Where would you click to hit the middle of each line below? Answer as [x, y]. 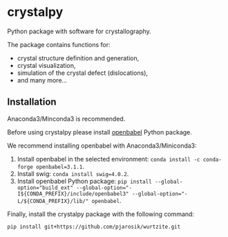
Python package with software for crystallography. [79, 31]
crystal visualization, [46, 65]
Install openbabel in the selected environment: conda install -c [108, 159]
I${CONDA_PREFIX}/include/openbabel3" [73, 194]
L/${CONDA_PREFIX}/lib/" [53, 201]
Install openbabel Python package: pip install [84, 181]
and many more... [42, 80]
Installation [32, 102]
